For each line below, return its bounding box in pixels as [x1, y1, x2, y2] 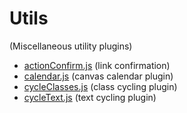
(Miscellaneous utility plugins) [9, 40, 133, 52]
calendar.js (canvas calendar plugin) [23, 70, 174, 82]
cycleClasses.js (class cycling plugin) [23, 80, 178, 92]
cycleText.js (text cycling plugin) [23, 91, 157, 103]
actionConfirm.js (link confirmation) [23, 59, 171, 71]
